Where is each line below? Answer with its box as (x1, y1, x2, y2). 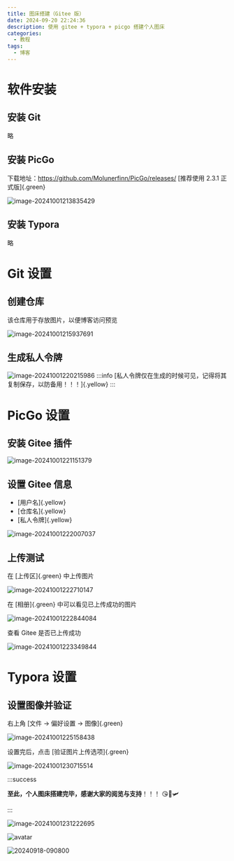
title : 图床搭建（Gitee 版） (7, 10, 85, 17)
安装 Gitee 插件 (7, 437, 72, 449)
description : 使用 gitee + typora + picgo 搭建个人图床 (7, 23, 166, 30)
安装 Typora (7, 218, 59, 231)
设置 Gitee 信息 (7, 478, 72, 490)
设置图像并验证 (7, 699, 72, 711)
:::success (7, 775, 37, 783)
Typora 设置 (7, 669, 77, 685)
